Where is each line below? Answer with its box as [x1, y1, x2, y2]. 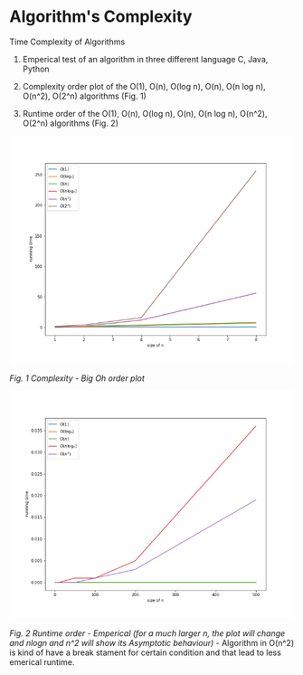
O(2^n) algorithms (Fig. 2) [22, 118, 119, 128]
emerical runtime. [9, 657, 75, 668]
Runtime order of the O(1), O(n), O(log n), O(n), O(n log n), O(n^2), [22, 108, 268, 119]
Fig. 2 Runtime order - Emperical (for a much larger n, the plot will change [9, 628, 286, 639]
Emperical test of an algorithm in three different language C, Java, [22, 53, 269, 64]
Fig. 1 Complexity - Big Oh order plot [9, 373, 145, 384]
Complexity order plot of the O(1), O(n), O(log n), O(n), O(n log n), [22, 81, 267, 91]
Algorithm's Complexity [9, 6, 193, 27]
